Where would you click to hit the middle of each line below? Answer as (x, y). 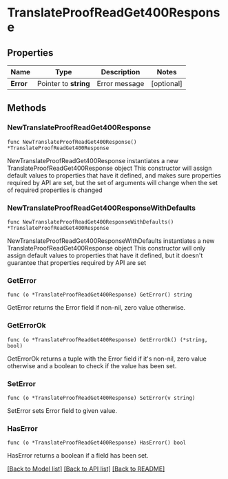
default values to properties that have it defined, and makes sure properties (114, 175)
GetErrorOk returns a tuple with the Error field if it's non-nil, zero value (107, 359)
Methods (27, 108)
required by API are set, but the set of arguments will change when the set (113, 182)
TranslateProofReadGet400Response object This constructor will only (106, 248)
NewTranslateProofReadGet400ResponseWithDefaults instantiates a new (111, 241)
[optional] (167, 84)
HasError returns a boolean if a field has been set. (78, 456)
